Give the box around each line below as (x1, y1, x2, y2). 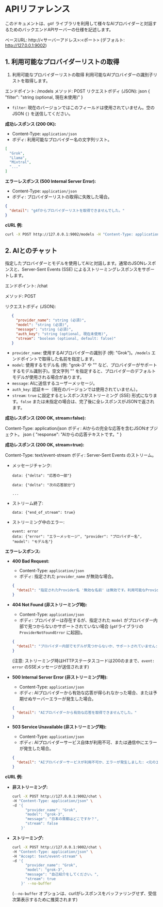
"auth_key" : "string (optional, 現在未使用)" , (16, 331, 108, 336)
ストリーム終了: (12, 501, 44, 506)
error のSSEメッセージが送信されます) (12, 664, 89, 670)
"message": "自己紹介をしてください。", (25, 872, 99, 877)
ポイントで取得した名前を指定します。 (20, 356, 97, 362)
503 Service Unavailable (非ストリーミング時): (12, 724, 107, 730)
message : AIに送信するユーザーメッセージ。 (12, 380, 98, 386)
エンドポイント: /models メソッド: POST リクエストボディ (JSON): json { (5, 88, 150, 94)
